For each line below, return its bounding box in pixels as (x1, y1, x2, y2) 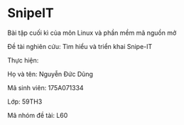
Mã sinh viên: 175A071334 (7, 83, 84, 92)
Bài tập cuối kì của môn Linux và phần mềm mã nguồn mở (7, 28, 177, 37)
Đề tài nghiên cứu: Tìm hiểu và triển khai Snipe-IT (7, 42, 153, 50)
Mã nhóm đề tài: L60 (7, 111, 68, 119)
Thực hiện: (7, 55, 39, 65)
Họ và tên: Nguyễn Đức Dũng (7, 70, 94, 78)
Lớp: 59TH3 (7, 97, 43, 106)
